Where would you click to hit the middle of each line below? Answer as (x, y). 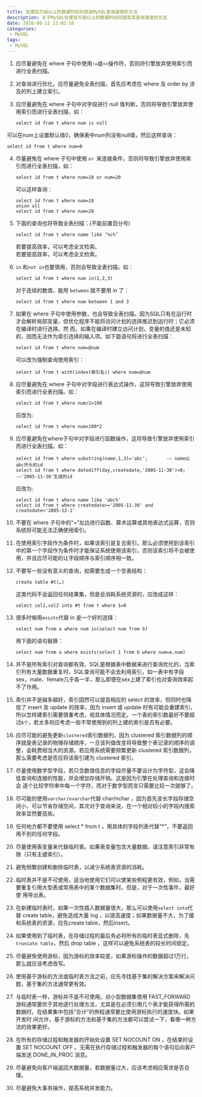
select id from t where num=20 (55, 211)
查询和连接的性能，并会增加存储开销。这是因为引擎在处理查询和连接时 (108, 778)
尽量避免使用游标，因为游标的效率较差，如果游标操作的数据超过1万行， (103, 956)
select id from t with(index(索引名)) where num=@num (83, 372)
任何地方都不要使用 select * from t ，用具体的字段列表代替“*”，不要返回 (104, 826)
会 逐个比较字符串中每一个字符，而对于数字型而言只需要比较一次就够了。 (106, 785)
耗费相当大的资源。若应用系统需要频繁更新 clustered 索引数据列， (113, 750)
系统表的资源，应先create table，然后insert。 (77, 923)
